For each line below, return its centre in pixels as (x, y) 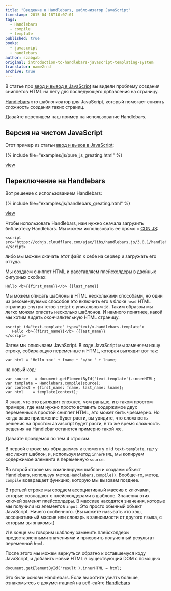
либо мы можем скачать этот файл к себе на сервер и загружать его (81, 256)
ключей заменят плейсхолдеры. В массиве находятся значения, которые (85, 501)
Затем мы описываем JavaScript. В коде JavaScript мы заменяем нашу (83, 345)
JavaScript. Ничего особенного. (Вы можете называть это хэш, (74, 511)
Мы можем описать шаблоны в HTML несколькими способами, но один (84, 295)
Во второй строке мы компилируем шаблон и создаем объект (73, 469)
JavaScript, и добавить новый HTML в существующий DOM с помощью (83, 558)
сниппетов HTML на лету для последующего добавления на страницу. (82, 92)
